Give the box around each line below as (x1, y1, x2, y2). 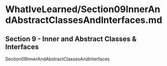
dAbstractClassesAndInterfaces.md (5, 14, 162, 26)
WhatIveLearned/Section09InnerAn (5, 4, 160, 15)
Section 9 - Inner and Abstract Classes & (5, 35, 137, 43)
